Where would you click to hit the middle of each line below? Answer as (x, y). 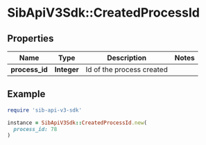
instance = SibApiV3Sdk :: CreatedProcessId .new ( (77, 123)
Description (127, 58)
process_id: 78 (35, 129)
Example (26, 94)
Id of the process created (127, 69)
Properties (31, 39)
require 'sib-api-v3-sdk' (44, 110)
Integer (67, 69)
